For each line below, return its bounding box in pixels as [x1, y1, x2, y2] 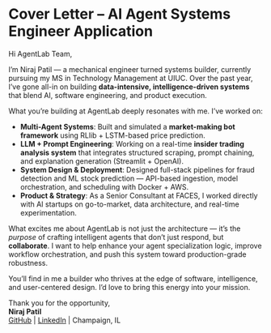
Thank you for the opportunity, [8, 297, 111, 308]
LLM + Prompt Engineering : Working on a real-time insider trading [19, 139, 245, 148]
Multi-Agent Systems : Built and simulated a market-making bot [19, 122, 236, 131]
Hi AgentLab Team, [8, 49, 73, 58]
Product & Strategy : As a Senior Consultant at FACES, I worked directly [19, 190, 258, 200]
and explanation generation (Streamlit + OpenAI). [19, 156, 184, 166]
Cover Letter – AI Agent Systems [8, 5, 231, 23]
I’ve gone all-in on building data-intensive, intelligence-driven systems [8, 82, 250, 92]
